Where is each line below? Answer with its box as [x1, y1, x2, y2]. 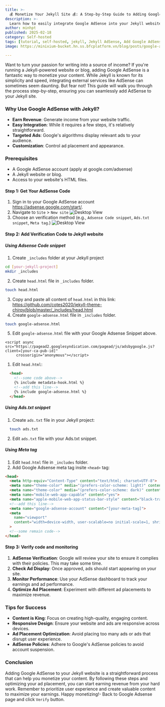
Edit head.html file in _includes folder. [12, 459, 88, 465]
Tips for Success [5, 604, 47, 611]
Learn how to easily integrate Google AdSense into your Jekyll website [9, 21, 162, 26]
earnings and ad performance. [12, 581, 74, 587]
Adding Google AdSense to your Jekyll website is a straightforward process [5, 670, 158, 676]
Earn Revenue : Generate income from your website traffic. [12, 116, 131, 122]
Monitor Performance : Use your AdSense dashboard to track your [12, 576, 147, 582]
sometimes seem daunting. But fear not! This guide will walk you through [5, 82, 153, 89]
